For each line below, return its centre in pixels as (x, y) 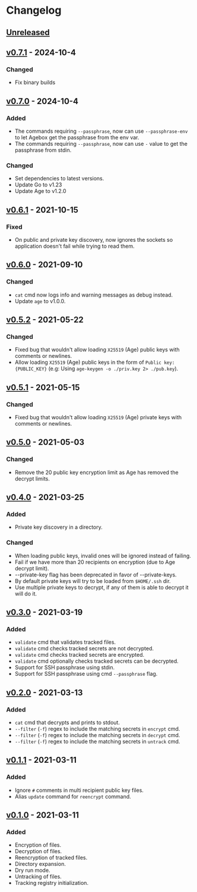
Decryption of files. (38, 852)
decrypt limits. (32, 478)
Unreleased (28, 32)
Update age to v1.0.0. (40, 301)
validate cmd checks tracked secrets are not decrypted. (84, 648)
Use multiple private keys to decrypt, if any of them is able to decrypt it (101, 587)
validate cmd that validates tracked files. (65, 642)
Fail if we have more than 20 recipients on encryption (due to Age (95, 562)
